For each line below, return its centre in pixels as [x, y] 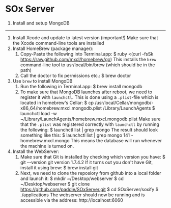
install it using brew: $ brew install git [59, 167]
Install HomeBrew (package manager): [53, 48]
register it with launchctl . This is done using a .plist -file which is [89, 97]
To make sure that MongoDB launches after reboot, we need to [86, 92]
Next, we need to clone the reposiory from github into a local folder [91, 173]
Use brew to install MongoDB [42, 81]
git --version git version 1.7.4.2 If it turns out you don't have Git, [87, 162]
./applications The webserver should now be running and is [82, 195]
